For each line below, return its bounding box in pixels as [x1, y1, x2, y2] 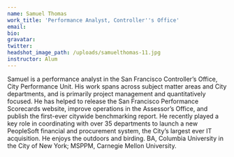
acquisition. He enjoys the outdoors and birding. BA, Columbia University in [7, 134, 224, 142]
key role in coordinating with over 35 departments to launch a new [7, 119, 198, 128]
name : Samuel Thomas [7, 10, 68, 17]
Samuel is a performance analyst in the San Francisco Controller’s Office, [7, 75, 218, 83]
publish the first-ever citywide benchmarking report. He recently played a [7, 112, 219, 120]
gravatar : [7, 36, 36, 43]
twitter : [7, 43, 33, 50]
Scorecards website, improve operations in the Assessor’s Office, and [7, 104, 208, 112]
